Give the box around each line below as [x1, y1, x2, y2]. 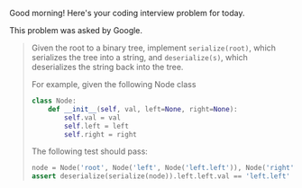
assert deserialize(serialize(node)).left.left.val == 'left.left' [31, 172, 290, 181]
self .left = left [64, 121, 129, 130]
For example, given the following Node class [31, 79, 197, 89]
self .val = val [64, 112, 122, 122]
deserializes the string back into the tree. [31, 62, 184, 72]
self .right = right [64, 130, 137, 139]
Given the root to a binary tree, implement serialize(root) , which [31, 42, 277, 53]
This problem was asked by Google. [9, 25, 142, 35]
